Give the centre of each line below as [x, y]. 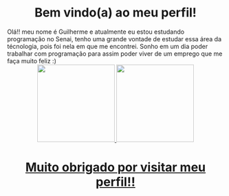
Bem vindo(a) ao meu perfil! [116, 13]
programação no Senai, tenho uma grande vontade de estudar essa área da [115, 39]
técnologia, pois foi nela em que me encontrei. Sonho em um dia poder [108, 46]
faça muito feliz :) [32, 61]
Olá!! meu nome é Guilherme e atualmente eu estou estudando [96, 32]
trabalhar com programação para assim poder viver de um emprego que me [115, 54]
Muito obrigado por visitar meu [116, 167]
